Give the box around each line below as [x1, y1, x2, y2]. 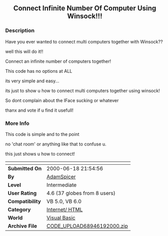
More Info [5, 120, 30, 127]
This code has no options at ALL [5, 68, 72, 74]
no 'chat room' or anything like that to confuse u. [5, 141, 107, 147]
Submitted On [8, 165, 42, 172]
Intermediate [46, 181, 77, 188]
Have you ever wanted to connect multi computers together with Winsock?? [5, 38, 163, 44]
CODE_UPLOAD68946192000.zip [46, 222, 128, 229]
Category [8, 206, 31, 213]
